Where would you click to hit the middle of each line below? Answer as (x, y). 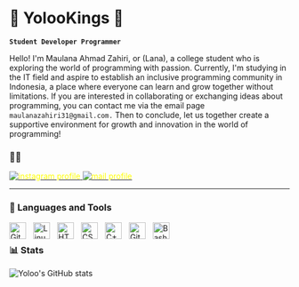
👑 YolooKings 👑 (67, 18)
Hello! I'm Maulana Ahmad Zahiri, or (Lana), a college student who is (134, 58)
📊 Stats (27, 251)
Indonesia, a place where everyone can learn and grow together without (141, 86)
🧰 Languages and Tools (61, 208)
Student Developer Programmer (65, 42)
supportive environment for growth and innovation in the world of (129, 124)
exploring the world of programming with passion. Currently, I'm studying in (148, 68)
